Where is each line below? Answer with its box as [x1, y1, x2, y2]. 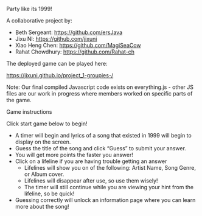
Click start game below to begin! [6, 120, 88, 127]
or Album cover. [24, 170, 64, 178]
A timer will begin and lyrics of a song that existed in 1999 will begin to [15, 132, 192, 139]
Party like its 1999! [6, 5, 53, 12]
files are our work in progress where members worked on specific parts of [6, 90, 193, 97]
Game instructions [6, 108, 52, 115]
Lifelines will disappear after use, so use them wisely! [24, 177, 158, 184]
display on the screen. [15, 138, 71, 145]
